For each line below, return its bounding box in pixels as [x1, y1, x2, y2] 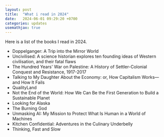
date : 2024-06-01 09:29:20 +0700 [5, 16, 78, 21]
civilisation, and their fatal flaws [12, 59, 76, 65]
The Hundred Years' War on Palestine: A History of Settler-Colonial [12, 64, 147, 70]
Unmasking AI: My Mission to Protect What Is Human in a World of [12, 111, 146, 116]
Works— [141, 74, 159, 80]
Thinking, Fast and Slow [12, 126, 61, 132]
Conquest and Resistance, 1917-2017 [12, 69, 87, 75]
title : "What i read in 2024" [5, 12, 69, 17]
